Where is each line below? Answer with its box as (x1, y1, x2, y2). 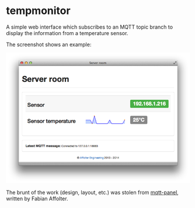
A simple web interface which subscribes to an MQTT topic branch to (6, 23, 173, 30)
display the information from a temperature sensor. (6, 29, 128, 36)
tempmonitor (6, 4, 71, 18)
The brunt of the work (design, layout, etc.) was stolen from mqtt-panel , (6, 189, 179, 196)
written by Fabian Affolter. (6, 195, 68, 202)
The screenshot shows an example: (6, 41, 92, 48)
